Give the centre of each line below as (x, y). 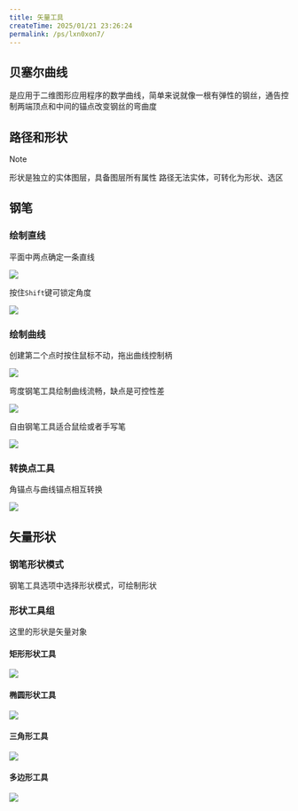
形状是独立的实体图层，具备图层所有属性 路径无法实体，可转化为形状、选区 (146, 177)
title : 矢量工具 (36, 17)
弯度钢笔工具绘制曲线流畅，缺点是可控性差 (87, 390)
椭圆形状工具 (32, 695)
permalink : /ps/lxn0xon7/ (57, 34)
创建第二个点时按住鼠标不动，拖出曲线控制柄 (91, 355)
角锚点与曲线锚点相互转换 (56, 489)
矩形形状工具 (32, 654)
